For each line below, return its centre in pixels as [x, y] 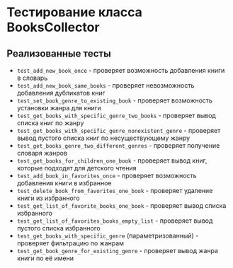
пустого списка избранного [58, 228]
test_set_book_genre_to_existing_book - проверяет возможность [115, 100]
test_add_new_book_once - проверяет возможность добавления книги [121, 70]
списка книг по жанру [50, 123]
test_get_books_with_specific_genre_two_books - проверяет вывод [116, 115]
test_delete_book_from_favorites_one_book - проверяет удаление [115, 191]
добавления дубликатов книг [61, 93]
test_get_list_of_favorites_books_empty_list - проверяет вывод [115, 221]
